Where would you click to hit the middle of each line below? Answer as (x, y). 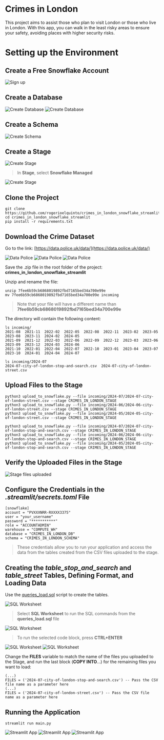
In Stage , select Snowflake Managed (55, 173)
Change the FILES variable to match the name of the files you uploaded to (79, 657)
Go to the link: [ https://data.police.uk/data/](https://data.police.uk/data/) (78, 248)
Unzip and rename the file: (32, 282)
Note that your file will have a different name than (67, 304)
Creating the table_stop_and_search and (68, 568)
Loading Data (26, 583)
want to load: (18, 667)
